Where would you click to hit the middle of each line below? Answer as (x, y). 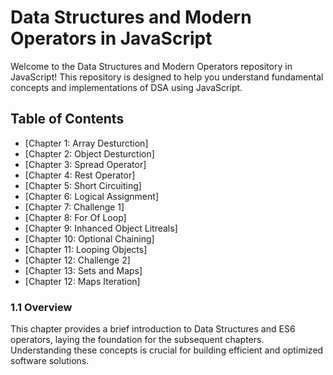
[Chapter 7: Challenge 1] (74, 207)
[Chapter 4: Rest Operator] (80, 175)
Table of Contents (67, 119)
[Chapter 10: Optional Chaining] (89, 238)
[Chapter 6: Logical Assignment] (91, 196)
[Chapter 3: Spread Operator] (85, 164)
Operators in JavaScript (111, 38)
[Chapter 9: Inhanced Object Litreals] (101, 228)
